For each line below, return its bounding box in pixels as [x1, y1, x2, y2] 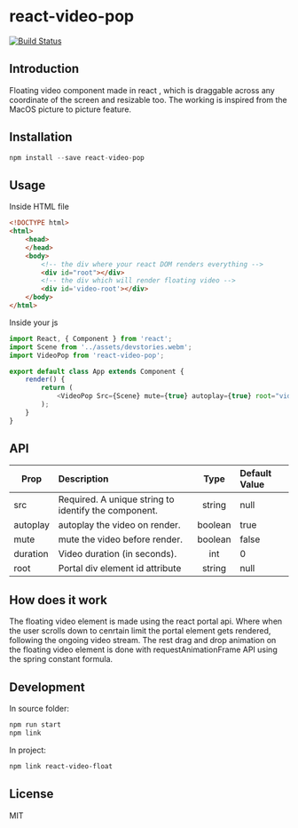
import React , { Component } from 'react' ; [9, 334, 173, 343]
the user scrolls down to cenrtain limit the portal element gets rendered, [9, 625, 271, 636]
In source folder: [9, 704, 69, 714]
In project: [9, 744, 47, 755]
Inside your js [9, 317, 59, 328]
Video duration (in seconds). [58, 548, 177, 561]
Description [58, 473, 109, 485]
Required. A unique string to [58, 493, 175, 506]
